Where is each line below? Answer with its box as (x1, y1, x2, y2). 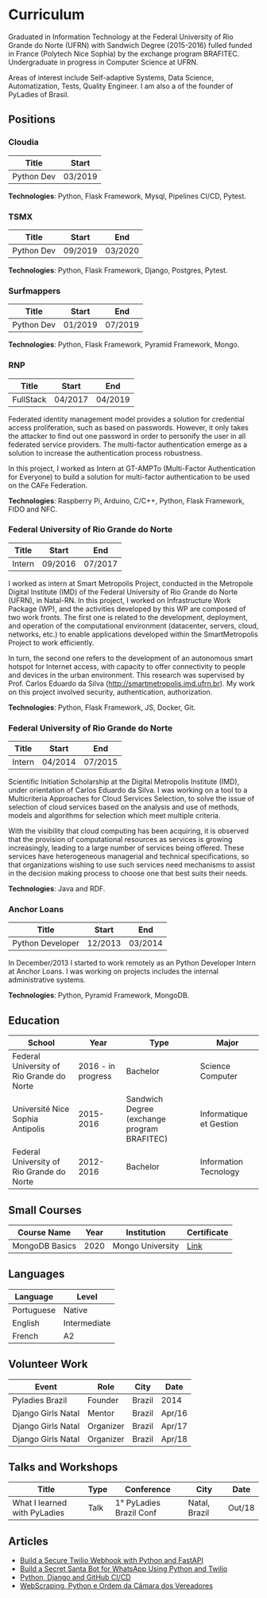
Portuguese (12, 1304, 56, 1315)
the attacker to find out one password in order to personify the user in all (8, 431, 246, 441)
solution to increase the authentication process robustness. (8, 448, 203, 457)
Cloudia (8, 137, 39, 148)
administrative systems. (8, 975, 86, 985)
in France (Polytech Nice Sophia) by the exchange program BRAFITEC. (8, 49, 240, 58)
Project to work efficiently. (8, 637, 95, 647)
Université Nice (12, 1103, 70, 1114)
